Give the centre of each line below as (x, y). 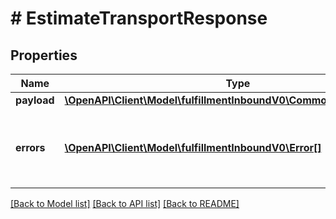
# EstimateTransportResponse (139, 18)
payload (35, 100)
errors (30, 147)
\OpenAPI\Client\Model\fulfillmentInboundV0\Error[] (193, 147)
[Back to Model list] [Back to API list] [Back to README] (125, 203)
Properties (44, 55)
